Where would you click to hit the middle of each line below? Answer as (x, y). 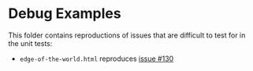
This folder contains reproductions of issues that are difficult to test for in (127, 35)
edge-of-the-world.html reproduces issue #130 (97, 59)
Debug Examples (65, 14)
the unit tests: (30, 43)
